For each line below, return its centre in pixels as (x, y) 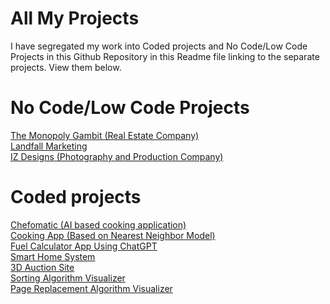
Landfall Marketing (49, 146)
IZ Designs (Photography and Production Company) (117, 156)
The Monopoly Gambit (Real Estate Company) (105, 135)
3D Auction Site (42, 267)
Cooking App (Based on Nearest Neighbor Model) (113, 235)
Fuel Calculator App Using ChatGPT (84, 246)
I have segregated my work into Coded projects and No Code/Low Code (159, 46)
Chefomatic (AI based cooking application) (98, 224)
